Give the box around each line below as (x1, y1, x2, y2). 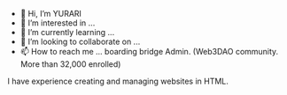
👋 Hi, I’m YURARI (19, 9, 82, 18)
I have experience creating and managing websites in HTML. (7, 76, 229, 86)
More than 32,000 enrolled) (19, 59, 121, 69)
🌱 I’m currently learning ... (19, 27, 115, 37)
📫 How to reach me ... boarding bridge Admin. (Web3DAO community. (19, 47, 279, 56)
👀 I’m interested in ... (19, 18, 96, 28)
